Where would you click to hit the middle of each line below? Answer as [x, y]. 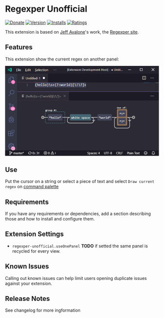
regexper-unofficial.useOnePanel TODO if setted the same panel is [80, 246]
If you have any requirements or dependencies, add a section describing [78, 214]
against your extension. [29, 283]
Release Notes [28, 299]
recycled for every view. [36, 251]
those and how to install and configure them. [50, 219]
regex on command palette [32, 187]
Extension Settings [34, 234]
